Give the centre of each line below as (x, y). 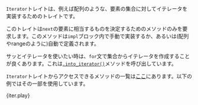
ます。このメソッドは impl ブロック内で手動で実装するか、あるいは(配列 (103, 36)
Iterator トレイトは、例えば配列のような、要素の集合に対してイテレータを (97, 9)
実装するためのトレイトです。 (42, 16)
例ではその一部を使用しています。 (47, 84)
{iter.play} (18, 96)
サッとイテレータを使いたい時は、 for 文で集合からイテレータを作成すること (98, 56)
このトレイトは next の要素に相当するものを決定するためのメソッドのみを (94, 29)
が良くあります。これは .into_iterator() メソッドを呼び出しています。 (92, 63)
